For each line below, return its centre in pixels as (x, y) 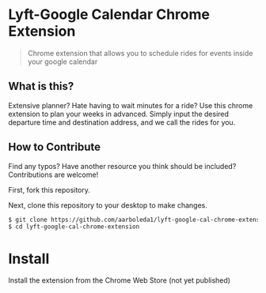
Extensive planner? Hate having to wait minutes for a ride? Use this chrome (131, 105)
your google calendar (63, 62)
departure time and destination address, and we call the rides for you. (122, 122)
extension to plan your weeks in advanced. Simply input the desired (119, 114)
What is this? (41, 86)
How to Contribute (55, 147)
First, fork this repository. (49, 190)
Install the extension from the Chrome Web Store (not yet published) (120, 280)
